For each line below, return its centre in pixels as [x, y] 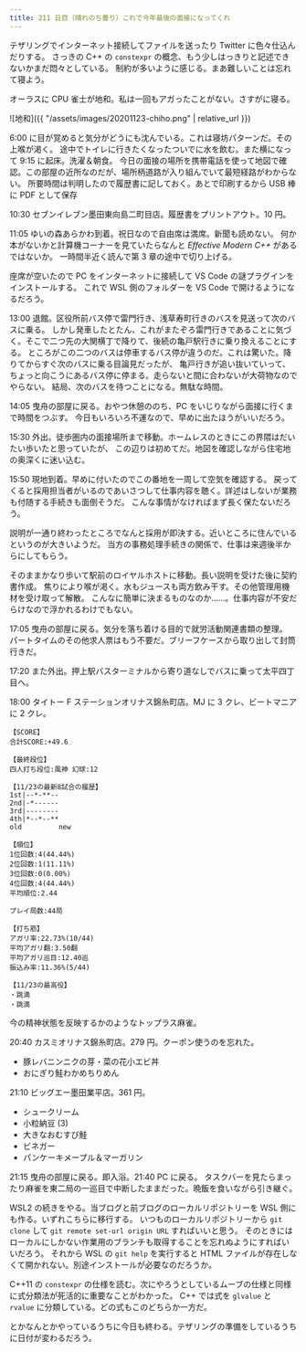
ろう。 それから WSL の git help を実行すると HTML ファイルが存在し [157, 1253]
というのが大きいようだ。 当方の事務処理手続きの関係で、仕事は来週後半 [146, 544]
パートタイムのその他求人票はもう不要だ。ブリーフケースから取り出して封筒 [153, 639]
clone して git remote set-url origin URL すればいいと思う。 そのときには [151, 1231]
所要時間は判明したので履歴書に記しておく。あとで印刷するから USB [156, 183]
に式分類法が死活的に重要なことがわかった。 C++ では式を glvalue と [141, 1295]
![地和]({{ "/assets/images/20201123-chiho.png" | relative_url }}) [130, 118]
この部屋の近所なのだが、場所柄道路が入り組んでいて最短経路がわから [157, 172]
